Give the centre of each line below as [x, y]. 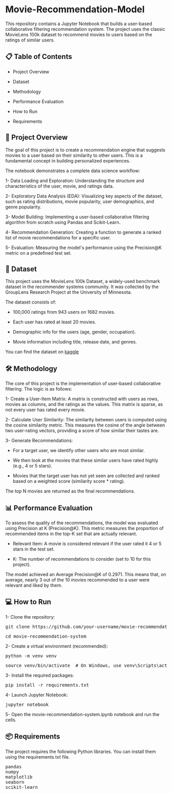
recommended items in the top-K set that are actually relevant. [71, 534]
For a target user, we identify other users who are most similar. [79, 451]
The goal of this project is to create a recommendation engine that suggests [85, 150]
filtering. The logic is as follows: [39, 389]
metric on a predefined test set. [38, 253]
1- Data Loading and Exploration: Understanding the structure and [75, 180]
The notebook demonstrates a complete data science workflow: [73, 171]
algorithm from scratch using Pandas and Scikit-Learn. [63, 222]
